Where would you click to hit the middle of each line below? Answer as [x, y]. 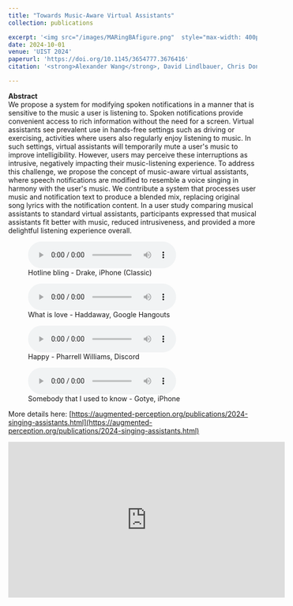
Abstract [23, 96]
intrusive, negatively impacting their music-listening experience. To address [131, 163]
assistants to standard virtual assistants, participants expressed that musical [132, 214]
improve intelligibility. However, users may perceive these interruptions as [128, 154]
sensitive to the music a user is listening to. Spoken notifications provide [126, 112]
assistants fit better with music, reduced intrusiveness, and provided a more [131, 222]
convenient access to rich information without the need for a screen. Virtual [131, 121]
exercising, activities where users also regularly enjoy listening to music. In [130, 138]
